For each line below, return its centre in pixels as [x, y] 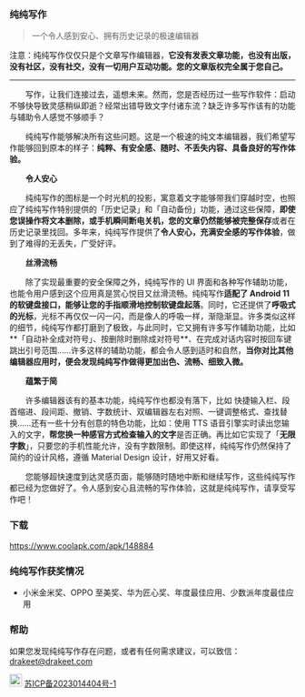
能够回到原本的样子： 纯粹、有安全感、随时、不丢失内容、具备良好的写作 [152, 148]
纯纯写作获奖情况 [47, 571]
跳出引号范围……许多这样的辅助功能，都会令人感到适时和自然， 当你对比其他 [152, 350]
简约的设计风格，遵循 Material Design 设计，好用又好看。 [117, 458]
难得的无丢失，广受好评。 [73, 244]
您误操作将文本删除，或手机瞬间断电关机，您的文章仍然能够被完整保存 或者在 [152, 221]
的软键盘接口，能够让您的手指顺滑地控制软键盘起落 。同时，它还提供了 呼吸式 [152, 305]
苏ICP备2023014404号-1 [70, 683]
